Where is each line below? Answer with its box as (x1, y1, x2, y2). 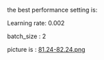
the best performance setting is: (7, 6, 98, 14)
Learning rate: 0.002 (7, 19, 65, 27)
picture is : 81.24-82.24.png (7, 46, 86, 53)
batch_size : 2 (7, 32, 47, 40)
